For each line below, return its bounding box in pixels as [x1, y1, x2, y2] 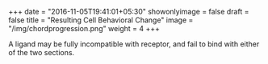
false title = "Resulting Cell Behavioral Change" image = [8, 15, 194, 25]
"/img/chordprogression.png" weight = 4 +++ [8, 24, 160, 33]
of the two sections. [8, 48, 75, 57]
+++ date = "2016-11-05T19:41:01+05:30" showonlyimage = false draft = [8, 7, 249, 16]
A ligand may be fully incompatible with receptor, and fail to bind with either [8, 39, 260, 49]
